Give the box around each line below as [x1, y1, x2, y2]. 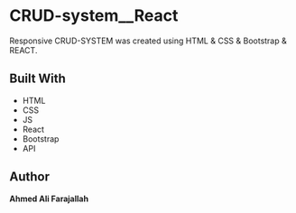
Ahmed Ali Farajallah [9, 193, 88, 204]
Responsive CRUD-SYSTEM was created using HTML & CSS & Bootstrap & [9, 35, 287, 46]
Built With [9, 71, 66, 87]
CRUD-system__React [9, 5, 179, 26]
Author [9, 169, 50, 185]
